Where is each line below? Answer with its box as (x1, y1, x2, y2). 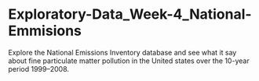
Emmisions (8, 22, 82, 40)
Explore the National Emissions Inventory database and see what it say (8, 48, 237, 57)
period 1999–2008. (8, 64, 69, 73)
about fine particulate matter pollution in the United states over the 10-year (8, 56, 250, 65)
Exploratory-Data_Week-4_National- (8, 5, 253, 23)
